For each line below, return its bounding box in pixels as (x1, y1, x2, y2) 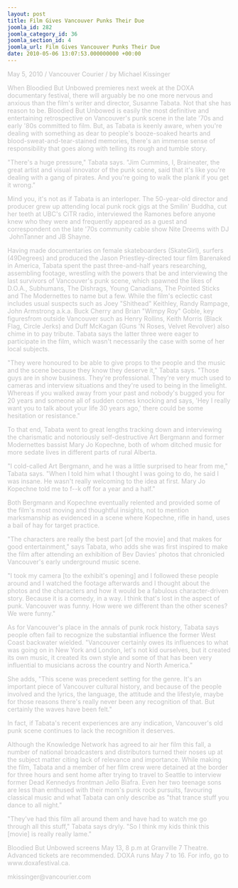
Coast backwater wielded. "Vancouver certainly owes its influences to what (7, 638, 229, 646)
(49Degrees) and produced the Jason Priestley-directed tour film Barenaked (7, 254, 231, 262)
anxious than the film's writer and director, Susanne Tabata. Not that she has (7, 98, 232, 107)
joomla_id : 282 (7, 24, 53, 31)
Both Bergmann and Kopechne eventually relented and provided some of (7, 498, 221, 507)
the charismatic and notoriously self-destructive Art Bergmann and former (7, 433, 225, 441)
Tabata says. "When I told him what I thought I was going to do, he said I (7, 469, 219, 477)
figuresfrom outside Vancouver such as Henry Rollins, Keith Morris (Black (7, 314, 222, 323)
